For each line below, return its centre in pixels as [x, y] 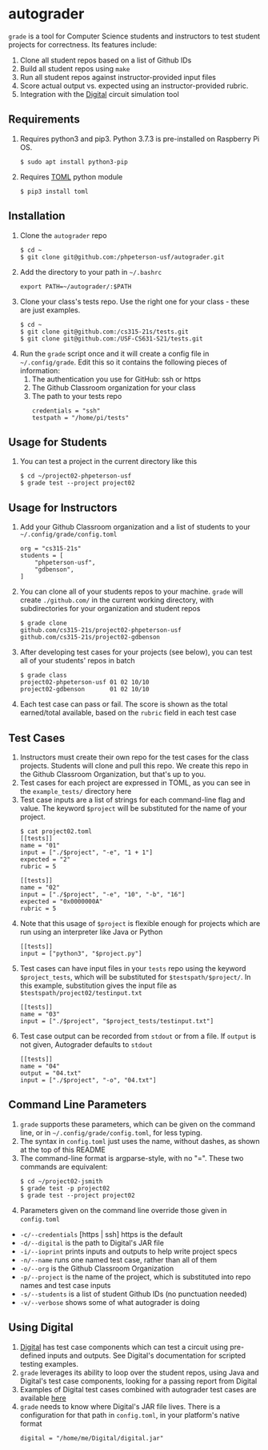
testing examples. [49, 1363]
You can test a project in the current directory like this [108, 461]
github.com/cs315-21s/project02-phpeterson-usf [100, 630]
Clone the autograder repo [63, 235]
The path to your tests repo [77, 396]
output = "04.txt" [50, 1073]
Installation [37, 216]
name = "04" [40, 1066]
